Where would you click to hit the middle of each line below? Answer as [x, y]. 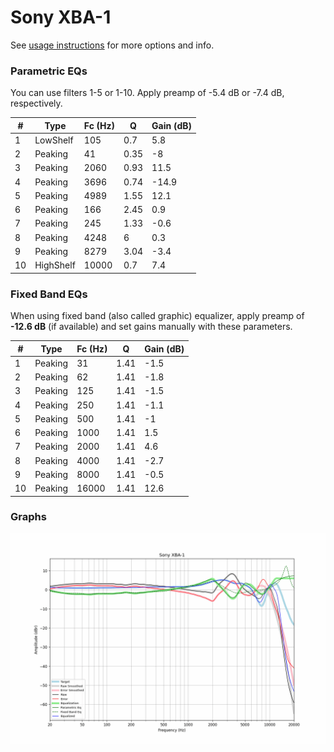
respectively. [36, 103]
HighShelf [55, 265]
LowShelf [54, 140]
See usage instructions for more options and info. [112, 45]
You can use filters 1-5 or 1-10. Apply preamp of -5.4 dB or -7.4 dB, [147, 93]
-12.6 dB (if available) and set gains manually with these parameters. [151, 327]
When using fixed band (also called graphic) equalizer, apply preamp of [157, 316]
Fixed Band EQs [49, 294]
